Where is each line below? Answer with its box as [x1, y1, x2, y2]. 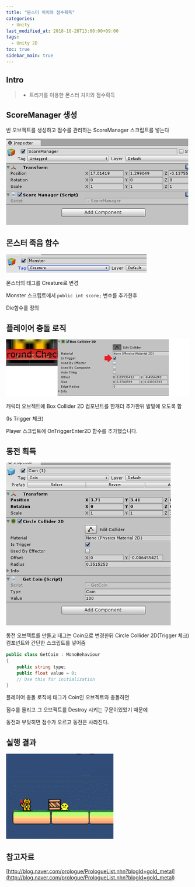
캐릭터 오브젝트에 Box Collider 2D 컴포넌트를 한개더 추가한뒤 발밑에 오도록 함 [6, 403, 182, 410]
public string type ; [16, 664, 67, 670]
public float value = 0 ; [16, 670, 77, 676]
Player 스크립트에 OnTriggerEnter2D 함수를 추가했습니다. [6, 428, 138, 435]
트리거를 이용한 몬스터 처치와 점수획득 [29, 91, 116, 98]
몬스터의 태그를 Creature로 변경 [6, 280, 79, 287]
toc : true [6, 47, 30, 53]
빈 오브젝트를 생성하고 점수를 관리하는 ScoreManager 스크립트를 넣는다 [6, 126, 169, 134]
